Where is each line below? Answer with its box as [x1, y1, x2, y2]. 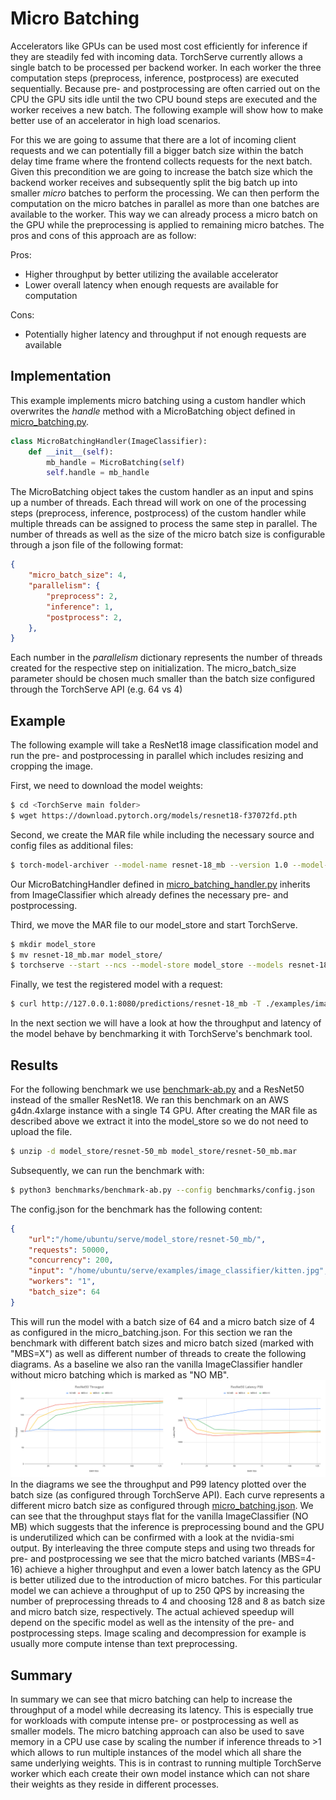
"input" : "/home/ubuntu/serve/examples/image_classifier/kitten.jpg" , [28, 1266, 329, 1276]
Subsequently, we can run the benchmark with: [10, 1164, 205, 1176]
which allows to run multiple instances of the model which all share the [10, 1747, 302, 1759]
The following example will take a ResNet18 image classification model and [10, 739, 319, 751]
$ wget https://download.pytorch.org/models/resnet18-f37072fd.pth [10, 810, 298, 821]
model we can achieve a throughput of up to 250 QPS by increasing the [10, 1585, 305, 1597]
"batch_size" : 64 [28, 1287, 101, 1297]
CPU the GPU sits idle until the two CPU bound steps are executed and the [10, 93, 318, 105]
